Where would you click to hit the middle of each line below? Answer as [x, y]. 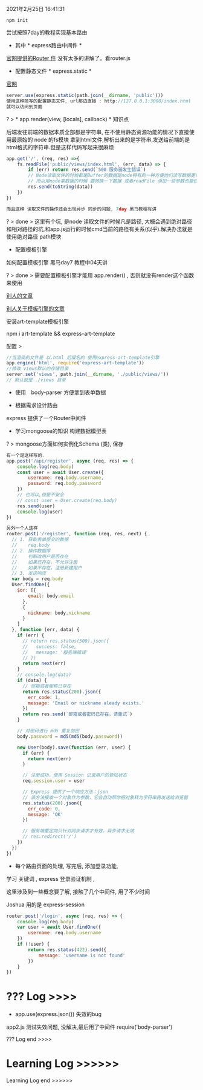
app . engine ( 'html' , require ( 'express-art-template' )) [76, 363]
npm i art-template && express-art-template [61, 333]
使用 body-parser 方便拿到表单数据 [60, 392]
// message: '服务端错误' [55, 652]
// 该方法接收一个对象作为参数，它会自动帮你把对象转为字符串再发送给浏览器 [105, 797]
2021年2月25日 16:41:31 [36, 9]
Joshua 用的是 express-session [45, 904]
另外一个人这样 [22, 528]
